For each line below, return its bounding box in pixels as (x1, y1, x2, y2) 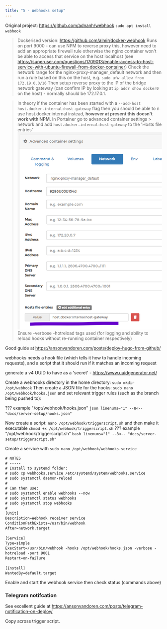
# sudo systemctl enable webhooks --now (5, 491, 90, 496)
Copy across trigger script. (5, 618, 61, 624)
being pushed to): (5, 395, 41, 401)
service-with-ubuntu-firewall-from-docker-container (17, 64, 126, 70)
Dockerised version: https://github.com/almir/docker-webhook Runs (17, 37, 158, 43)
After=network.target (5, 526, 50, 531)
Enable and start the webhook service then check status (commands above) (5, 579, 162, 585)
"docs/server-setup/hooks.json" (5, 411, 72, 416)
